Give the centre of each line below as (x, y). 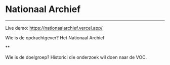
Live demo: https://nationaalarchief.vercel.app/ (54, 28)
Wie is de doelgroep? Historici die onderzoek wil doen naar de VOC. (76, 57)
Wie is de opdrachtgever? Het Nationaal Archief (55, 38)
